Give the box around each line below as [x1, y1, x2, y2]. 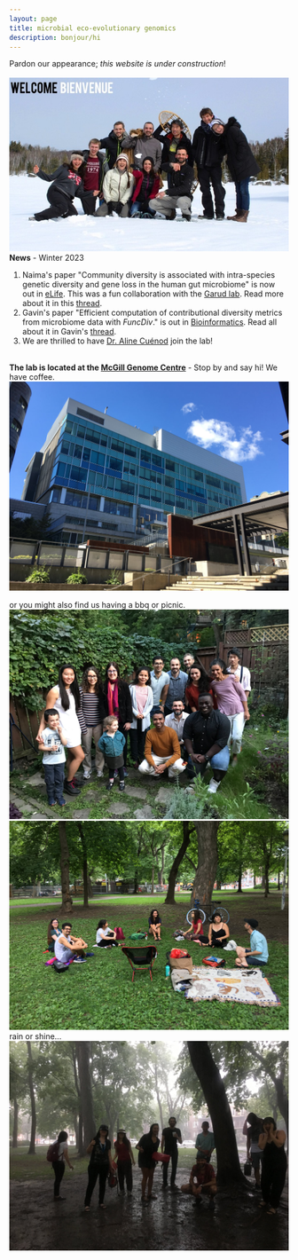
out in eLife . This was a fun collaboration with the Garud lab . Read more [21, 288, 284, 299]
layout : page [9, 14, 58, 23]
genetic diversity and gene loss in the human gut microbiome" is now [21, 279, 276, 289]
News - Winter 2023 [9, 252, 84, 263]
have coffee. [9, 371, 55, 382]
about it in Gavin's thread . [21, 326, 117, 336]
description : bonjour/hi [9, 33, 101, 42]
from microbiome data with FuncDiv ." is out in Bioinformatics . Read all [21, 316, 278, 327]
